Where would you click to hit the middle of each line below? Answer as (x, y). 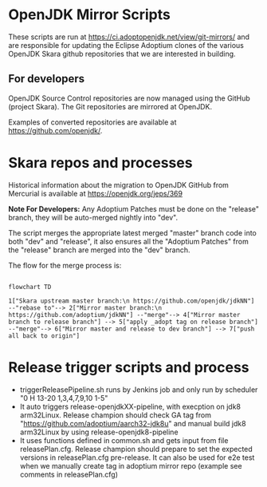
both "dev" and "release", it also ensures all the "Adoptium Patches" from (128, 241)
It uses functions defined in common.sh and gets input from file (124, 440)
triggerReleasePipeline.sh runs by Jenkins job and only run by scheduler (139, 390)
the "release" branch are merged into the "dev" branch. (99, 250)
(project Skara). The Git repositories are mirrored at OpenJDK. (110, 106)
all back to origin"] (44, 336)
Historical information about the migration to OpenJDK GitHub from (119, 184)
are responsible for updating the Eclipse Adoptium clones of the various (126, 45)
